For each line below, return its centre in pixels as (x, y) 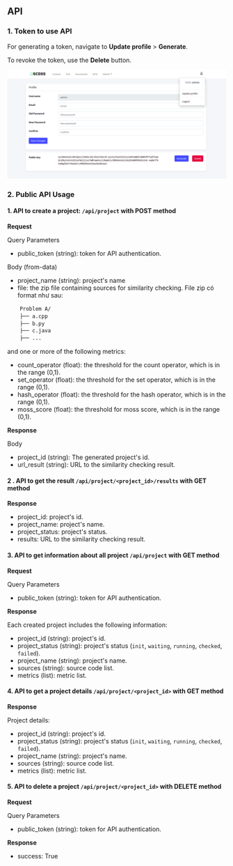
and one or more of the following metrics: (67, 352)
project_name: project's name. (61, 525)
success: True (38, 856)
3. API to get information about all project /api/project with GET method (113, 555)
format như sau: (40, 295)
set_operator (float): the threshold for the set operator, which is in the (116, 380)
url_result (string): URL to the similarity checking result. (96, 465)
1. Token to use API (40, 31)
